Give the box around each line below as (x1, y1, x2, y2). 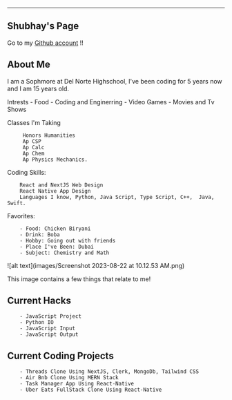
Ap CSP (22, 137, 41, 145)
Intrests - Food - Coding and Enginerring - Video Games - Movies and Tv (7, 97, 215, 106)
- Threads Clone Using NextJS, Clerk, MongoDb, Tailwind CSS (19, 368, 199, 375)
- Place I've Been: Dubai (19, 243, 95, 250)
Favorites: (7, 211, 36, 220)
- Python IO (19, 319, 54, 326)
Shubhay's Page (7, 20, 79, 32)
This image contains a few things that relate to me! (7, 274, 151, 283)
